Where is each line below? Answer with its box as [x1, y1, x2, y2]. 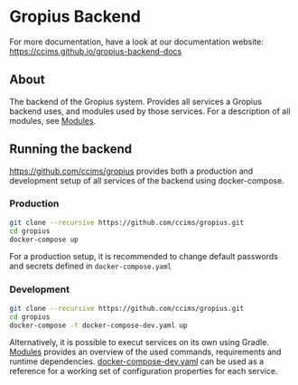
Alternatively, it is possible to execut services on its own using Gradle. [9, 337, 269, 348]
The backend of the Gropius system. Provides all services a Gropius [9, 96, 262, 107]
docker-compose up [9, 235, 79, 244]
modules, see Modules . [9, 115, 97, 126]
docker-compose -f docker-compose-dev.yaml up [9, 321, 188, 330]
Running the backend [9, 142, 133, 157]
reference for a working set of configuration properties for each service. [9, 366, 278, 377]
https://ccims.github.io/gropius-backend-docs [9, 45, 182, 56]
